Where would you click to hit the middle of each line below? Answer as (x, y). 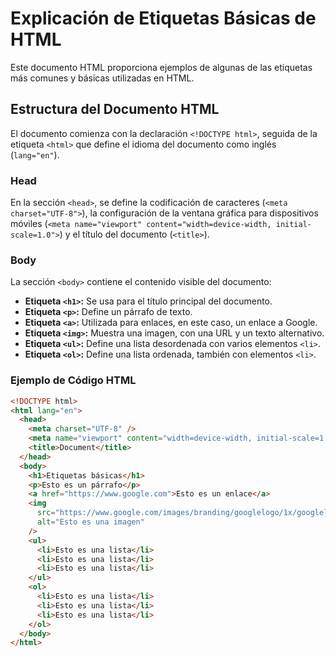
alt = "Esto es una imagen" (90, 522)
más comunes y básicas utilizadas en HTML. (102, 78)
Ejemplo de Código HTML (73, 380)
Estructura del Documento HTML (115, 109)
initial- (294, 225)
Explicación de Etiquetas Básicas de (163, 18)
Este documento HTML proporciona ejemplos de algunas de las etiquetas (161, 67)
